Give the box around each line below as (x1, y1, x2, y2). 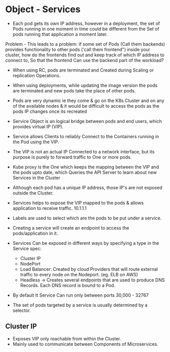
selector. (12, 307, 31, 313)
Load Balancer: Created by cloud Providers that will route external (20, 266, 158, 272)
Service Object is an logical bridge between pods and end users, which (12, 118, 162, 124)
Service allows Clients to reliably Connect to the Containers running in (12, 133, 159, 139)
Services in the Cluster (12, 174, 60, 181)
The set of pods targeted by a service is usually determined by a (12, 302, 148, 308)
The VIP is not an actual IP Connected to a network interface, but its (12, 148, 155, 154)
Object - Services (5, 4, 81, 15)
